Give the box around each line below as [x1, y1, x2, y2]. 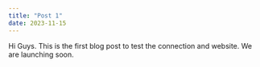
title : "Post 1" [8, 11, 63, 20]
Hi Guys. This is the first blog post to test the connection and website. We [8, 41, 252, 50]
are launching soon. [8, 49, 74, 59]
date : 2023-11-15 [8, 19, 67, 27]
